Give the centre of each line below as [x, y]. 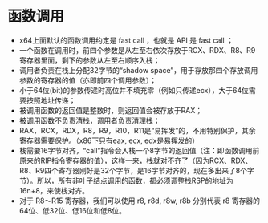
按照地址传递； [51, 100]
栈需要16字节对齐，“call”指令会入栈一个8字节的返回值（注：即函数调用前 [139, 150]
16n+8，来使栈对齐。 [54, 190]
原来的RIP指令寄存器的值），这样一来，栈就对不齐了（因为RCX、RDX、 [136, 160]
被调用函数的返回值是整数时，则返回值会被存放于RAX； [111, 110]
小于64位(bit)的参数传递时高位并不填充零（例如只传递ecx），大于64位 [134, 90]
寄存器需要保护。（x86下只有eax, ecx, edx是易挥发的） [109, 140]
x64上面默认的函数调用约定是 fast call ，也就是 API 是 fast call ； [126, 40]
